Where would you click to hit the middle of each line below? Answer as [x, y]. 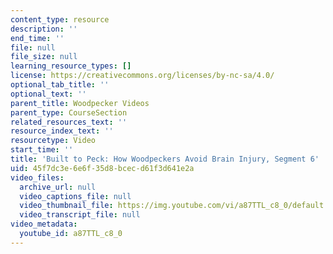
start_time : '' [42, 150]
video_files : [37, 177]
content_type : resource [60, 19]
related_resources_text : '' [69, 122]
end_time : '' [37, 38]
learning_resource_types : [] [71, 66]
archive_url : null [58, 187]
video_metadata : [44, 224]
